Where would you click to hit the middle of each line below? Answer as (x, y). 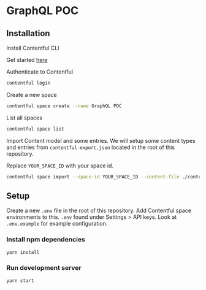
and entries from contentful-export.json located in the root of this (91, 147)
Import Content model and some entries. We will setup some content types (101, 140)
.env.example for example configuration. (57, 224)
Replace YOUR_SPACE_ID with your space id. (60, 166)
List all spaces (25, 118)
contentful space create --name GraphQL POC (64, 106)
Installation (28, 33)
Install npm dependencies (46, 240)
